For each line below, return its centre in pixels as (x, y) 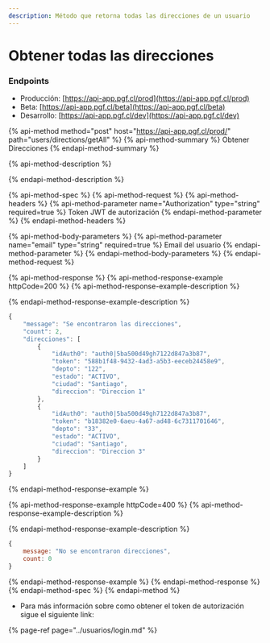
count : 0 (37, 559)
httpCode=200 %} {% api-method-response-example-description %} (124, 286)
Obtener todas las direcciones (111, 55)
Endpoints (29, 81)
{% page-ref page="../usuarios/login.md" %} (83, 630)
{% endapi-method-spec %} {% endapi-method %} (94, 590)
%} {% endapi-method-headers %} (67, 221)
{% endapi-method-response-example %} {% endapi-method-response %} (134, 582)
